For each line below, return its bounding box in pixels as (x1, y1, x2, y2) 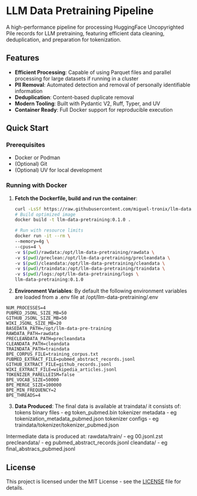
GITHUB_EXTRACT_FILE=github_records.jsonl (6, 361, 112, 368)
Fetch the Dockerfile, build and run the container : (14, 195, 138, 202)
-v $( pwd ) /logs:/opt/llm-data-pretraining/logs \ (14, 272, 139, 277)
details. (6, 484, 24, 491)
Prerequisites (6, 141, 45, 149)
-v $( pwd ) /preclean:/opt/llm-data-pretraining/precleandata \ (14, 254, 171, 261)
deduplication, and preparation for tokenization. (6, 36, 122, 43)
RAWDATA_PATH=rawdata (6, 331, 59, 337)
